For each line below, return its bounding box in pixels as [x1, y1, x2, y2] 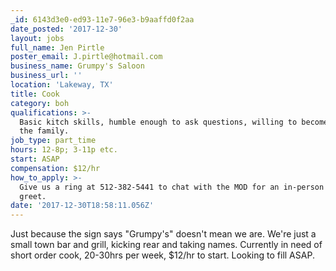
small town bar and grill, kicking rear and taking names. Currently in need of [10, 239, 323, 251]
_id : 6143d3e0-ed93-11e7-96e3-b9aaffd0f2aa [10, 14, 195, 25]
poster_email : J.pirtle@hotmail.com [10, 52, 163, 62]
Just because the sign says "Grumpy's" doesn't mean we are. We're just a [10, 228, 317, 240]
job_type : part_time [10, 136, 97, 146]
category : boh [10, 98, 70, 108]
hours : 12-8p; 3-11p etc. [10, 145, 118, 155]
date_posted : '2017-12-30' [10, 24, 123, 34]
